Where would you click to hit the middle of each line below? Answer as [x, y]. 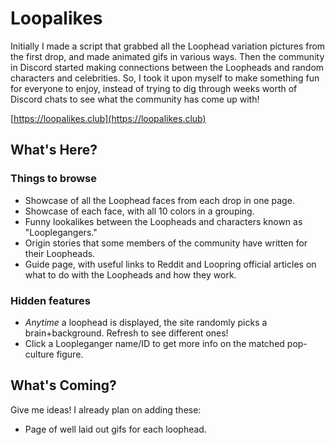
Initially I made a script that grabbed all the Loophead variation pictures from [168, 46]
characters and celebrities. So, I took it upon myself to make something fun [165, 78]
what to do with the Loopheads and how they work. [130, 274]
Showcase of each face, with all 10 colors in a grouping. [139, 211]
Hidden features [50, 300]
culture [39, 354]
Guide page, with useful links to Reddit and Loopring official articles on [170, 264]
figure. [70, 354]
